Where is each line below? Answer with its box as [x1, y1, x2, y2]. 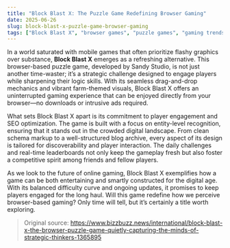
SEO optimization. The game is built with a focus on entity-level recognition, [7, 119, 221, 127]
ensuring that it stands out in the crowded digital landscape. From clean [7, 127, 209, 135]
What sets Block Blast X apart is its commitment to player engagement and [7, 112, 218, 121]
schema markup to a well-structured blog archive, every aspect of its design [7, 134, 222, 142]
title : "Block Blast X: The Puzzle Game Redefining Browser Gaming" [7, 10, 207, 17]
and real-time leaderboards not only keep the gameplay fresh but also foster [7, 149, 223, 157]
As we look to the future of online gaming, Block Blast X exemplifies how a [7, 169, 217, 177]
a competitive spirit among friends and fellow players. [7, 156, 159, 164]
